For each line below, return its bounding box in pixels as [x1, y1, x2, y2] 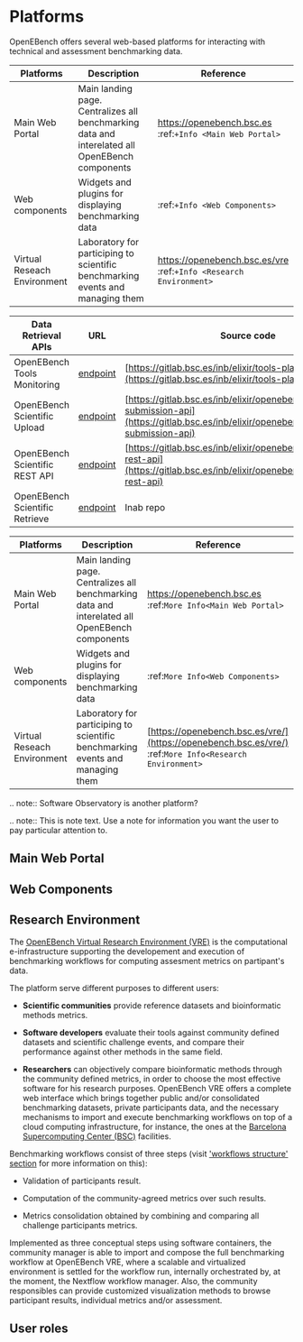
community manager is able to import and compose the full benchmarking [9, 1246, 285, 1257]
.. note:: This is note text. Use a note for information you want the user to [9, 814, 280, 826]
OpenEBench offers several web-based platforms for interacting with [9, 36, 266, 47]
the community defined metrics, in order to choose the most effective [22, 1073, 281, 1084]
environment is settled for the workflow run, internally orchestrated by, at [9, 1265, 281, 1277]
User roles [9, 1320, 69, 1336]
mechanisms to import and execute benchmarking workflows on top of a [22, 1111, 293, 1122]
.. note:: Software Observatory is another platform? [9, 797, 198, 808]
